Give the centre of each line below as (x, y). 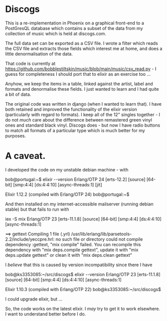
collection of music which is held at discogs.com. (56, 33)
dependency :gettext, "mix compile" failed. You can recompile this (73, 244)
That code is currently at (30, 63)
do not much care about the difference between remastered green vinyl (79, 120)
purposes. (16, 136)
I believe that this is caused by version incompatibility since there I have (79, 265)
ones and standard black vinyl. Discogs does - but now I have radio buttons (83, 125)
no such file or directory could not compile (99, 239)
